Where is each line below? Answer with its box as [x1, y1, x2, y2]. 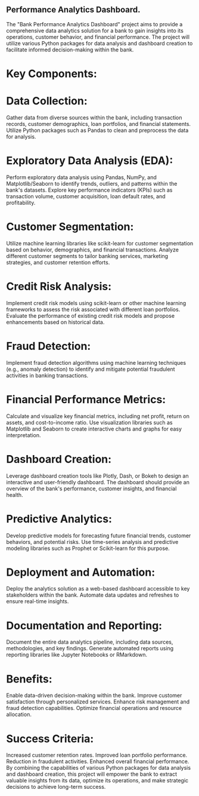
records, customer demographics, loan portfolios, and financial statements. [6, 120, 191, 127]
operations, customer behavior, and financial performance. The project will [6, 33, 189, 41]
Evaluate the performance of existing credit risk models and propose [6, 312, 175, 319]
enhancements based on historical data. [6, 318, 105, 325]
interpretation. [6, 431, 41, 438]
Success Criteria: [6, 732, 94, 745]
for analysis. [6, 133, 36, 140]
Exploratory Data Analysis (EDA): [6, 154, 173, 168]
